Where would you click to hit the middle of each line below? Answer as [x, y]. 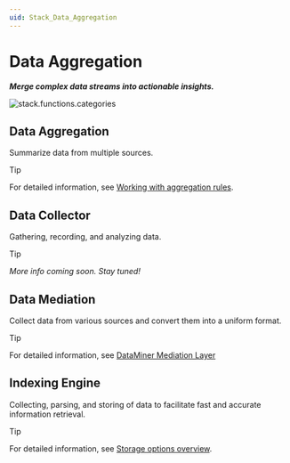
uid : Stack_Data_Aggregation [63, 17]
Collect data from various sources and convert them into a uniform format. [145, 321]
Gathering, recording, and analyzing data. [85, 237]
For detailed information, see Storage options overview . [111, 448]
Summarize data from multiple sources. [81, 153]
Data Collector [50, 215]
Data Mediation [52, 299]
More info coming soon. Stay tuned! [75, 272]
